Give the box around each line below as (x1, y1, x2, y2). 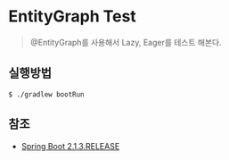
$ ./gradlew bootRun (8, 89, 86, 99)
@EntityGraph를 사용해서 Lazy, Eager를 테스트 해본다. (29, 37, 222, 47)
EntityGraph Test (8, 6, 137, 27)
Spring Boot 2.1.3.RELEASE (20, 140, 120, 151)
